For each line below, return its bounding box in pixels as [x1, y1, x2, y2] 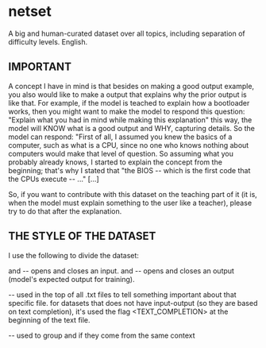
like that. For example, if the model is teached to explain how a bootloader [8, 98, 250, 107]
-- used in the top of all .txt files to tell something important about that [8, 289, 237, 300]
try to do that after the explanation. [8, 206, 122, 216]
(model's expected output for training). [8, 274, 135, 284]
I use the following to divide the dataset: [8, 250, 139, 260]
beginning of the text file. [8, 315, 91, 324]
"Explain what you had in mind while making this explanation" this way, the [8, 114, 253, 125]
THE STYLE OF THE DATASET [8, 230, 156, 243]
